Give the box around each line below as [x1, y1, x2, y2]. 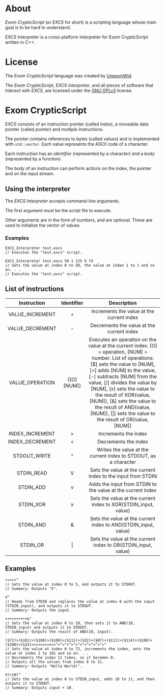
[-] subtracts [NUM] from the [88, 373, 157, 379]
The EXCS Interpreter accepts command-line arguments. [5, 198, 120, 204]
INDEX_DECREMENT [8, 438, 56, 445]
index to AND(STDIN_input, [91, 521, 154, 528]
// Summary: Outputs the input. [5, 607, 71, 613]
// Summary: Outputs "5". [5, 586, 58, 591]
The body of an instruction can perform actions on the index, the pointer [5, 165, 151, 171]
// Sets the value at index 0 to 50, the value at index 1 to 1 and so [5, 263, 155, 268]
